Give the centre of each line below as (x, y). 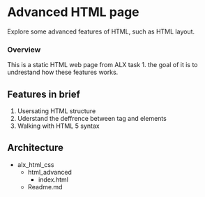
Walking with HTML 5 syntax (58, 126)
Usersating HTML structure (56, 111)
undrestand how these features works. (63, 72)
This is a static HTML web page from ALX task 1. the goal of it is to (102, 65)
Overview (24, 50)
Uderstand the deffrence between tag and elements (92, 119)
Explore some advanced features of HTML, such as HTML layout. (101, 31)
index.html (53, 180)
